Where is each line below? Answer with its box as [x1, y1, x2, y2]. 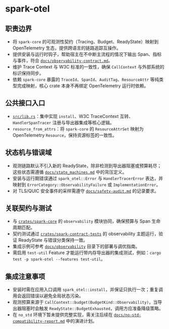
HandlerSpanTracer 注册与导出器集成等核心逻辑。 [12, 119, 115, 125]
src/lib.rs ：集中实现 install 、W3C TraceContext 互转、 [12, 113, 134, 119]
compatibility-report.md [12, 319, 65, 324]
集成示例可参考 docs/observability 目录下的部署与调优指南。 [12, 243, 140, 249]
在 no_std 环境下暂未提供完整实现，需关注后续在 [12, 312, 113, 318]
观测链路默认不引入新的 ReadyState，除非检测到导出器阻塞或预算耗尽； [12, 162, 162, 169]
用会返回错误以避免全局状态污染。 [12, 293, 84, 299]
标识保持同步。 [12, 70, 44, 76]
